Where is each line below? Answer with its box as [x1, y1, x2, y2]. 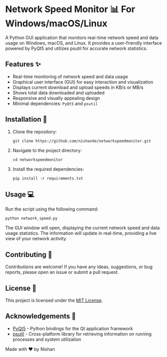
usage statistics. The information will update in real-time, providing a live [5, 230, 157, 236]
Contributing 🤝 [5, 250, 53, 259]
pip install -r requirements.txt [12, 175, 83, 181]
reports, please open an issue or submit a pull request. [5, 269, 119, 275]
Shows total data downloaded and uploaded [12, 89, 105, 96]
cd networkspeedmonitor [12, 157, 63, 162]
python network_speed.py [5, 216, 58, 221]
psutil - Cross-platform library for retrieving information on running [12, 331, 152, 337]
